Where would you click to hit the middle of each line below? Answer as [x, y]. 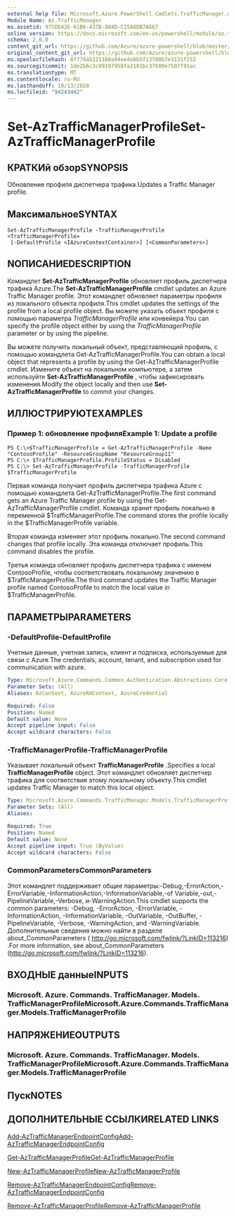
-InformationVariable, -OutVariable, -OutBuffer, [130, 915]
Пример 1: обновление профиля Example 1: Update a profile [112, 434]
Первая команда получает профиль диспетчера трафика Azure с [105, 486]
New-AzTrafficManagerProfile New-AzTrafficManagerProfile [94, 1171]
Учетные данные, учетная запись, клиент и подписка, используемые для [117, 652]
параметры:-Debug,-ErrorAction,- [174, 886]
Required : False [31, 706]
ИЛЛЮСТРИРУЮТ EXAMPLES [75, 414]
